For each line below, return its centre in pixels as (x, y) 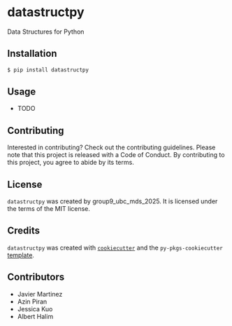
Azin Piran (32, 301)
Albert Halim (35, 316)
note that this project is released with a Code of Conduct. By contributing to (116, 155)
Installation (32, 54)
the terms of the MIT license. (49, 209)
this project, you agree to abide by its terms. (71, 163)
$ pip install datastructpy (48, 70)
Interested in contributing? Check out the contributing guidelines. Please (111, 147)
